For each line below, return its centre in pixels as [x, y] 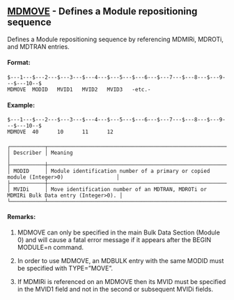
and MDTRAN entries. [38, 46]
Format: [19, 63]
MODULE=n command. [50, 248]
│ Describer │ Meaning [40, 153]
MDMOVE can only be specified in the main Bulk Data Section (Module [119, 232]
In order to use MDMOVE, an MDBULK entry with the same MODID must [120, 261]
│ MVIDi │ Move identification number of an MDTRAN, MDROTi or [107, 189]
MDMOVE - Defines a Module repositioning [102, 12]
